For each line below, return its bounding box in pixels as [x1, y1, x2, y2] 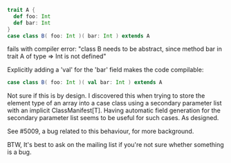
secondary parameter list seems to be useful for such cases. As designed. [7, 114, 219, 122]
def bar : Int [13, 19, 51, 26]
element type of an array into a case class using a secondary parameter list [7, 99, 222, 108]
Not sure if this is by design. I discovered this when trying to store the [7, 92, 205, 100]
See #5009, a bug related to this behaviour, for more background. [7, 127, 194, 135]
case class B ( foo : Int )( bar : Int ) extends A [7, 32, 150, 40]
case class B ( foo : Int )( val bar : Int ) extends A [7, 79, 163, 86]
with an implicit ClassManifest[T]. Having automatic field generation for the [7, 106, 221, 114]
